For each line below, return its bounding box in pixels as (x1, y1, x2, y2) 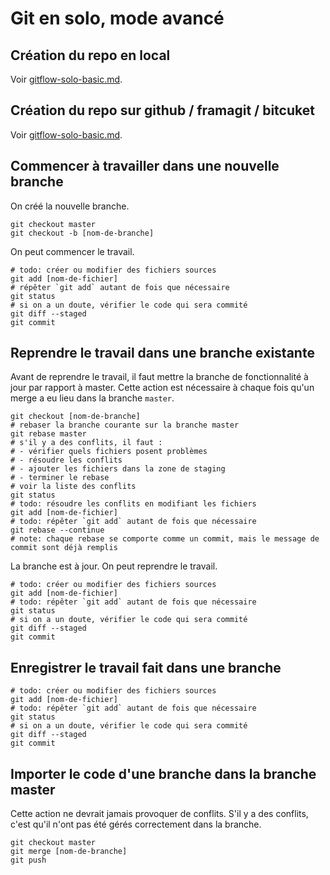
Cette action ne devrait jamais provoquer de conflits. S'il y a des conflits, (10, 808, 309, 820)
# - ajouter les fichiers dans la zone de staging (10, 464, 226, 474)
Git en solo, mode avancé (10, 7, 225, 30)
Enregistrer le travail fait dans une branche (10, 659, 282, 676)
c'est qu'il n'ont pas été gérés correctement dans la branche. (10, 818, 262, 831)
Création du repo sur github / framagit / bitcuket (10, 102, 315, 119)
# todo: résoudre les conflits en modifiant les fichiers (10, 499, 257, 509)
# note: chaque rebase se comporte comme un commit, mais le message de (10, 534, 320, 544)
